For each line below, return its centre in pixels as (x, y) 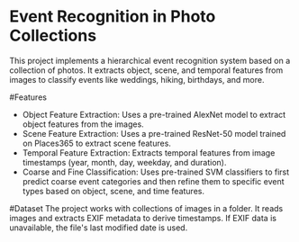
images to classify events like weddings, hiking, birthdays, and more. (137, 79)
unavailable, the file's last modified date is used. (99, 228)
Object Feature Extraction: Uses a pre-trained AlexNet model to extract (154, 114)
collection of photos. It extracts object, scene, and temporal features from (146, 70)
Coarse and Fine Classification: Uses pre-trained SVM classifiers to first (156, 172)
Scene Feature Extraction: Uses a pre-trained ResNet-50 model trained (154, 133)
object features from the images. (83, 124)
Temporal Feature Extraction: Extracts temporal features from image (149, 152)
